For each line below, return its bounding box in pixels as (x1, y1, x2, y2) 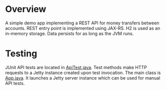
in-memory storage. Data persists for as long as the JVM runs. (5, 30, 134, 36)
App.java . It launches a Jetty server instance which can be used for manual (5, 75, 160, 81)
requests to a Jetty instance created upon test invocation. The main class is (5, 70, 161, 76)
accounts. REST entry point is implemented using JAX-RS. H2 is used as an (5, 25, 160, 31)
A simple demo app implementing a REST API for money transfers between (5, 20, 159, 26)
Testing (5, 48, 37, 59)
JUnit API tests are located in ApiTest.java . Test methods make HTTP (5, 64, 147, 70)
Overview (5, 3, 46, 15)
